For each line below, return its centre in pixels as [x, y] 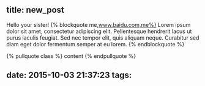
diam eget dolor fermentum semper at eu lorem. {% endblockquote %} [95, 44]
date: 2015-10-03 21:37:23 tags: [69, 75]
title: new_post [35, 10]
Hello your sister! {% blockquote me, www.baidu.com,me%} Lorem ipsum [99, 24]
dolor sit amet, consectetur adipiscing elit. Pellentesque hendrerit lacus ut [99, 31]
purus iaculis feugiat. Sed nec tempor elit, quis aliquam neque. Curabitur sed [103, 38]
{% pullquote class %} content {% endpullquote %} [71, 56]
